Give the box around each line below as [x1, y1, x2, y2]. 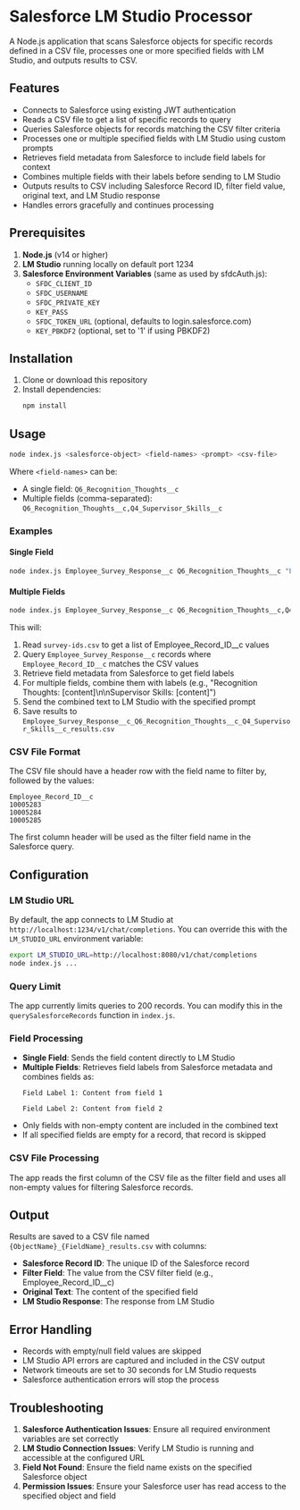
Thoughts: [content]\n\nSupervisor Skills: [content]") [21, 687, 217, 698]
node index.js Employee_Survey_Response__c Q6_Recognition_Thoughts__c [9, 567, 281, 576]
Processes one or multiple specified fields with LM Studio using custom [21, 132, 286, 144]
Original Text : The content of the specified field [21, 1286, 198, 1297]
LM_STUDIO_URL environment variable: [9, 933, 144, 944]
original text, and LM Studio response [21, 190, 161, 200]
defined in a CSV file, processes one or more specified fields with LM [9, 45, 265, 55]
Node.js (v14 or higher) [21, 249, 109, 260]
